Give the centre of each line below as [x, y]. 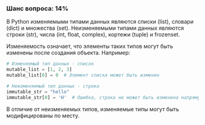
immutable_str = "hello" [38, 92]
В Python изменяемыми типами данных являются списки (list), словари [100, 22]
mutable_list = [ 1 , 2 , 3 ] [39, 70]
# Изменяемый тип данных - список [50, 64]
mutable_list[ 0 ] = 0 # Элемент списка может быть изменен [83, 75]
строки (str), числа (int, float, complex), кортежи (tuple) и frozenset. [93, 35]
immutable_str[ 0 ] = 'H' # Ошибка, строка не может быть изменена [92, 97]
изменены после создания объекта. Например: [68, 53]
